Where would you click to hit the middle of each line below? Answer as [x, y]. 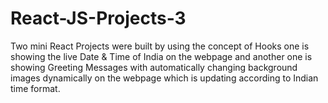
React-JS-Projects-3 [98, 18]
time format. [35, 88]
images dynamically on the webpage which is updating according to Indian [164, 78]
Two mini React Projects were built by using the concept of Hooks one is [160, 46]
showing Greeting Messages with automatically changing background [154, 67]
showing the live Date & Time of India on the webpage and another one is [161, 56]
